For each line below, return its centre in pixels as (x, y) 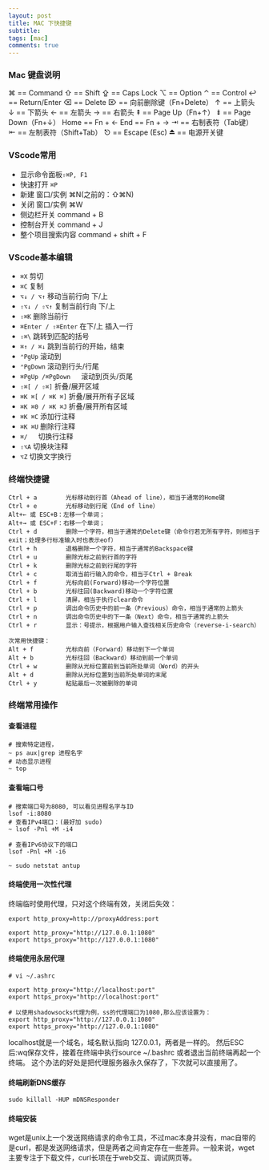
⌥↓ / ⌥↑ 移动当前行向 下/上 (64, 297)
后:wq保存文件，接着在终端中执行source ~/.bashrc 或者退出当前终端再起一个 (135, 1053)
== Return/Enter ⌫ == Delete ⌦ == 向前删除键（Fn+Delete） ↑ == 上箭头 (132, 103)
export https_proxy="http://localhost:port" (84, 997)
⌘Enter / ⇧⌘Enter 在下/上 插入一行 (76, 326)
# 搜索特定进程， (33, 745)
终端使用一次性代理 (40, 884)
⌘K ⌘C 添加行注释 (48, 417)
